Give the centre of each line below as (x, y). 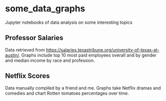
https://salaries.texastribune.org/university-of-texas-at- (103, 50)
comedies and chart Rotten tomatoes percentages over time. (67, 93)
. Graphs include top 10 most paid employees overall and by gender (88, 55)
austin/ (12, 55)
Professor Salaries (34, 38)
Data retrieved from (25, 50)
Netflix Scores (28, 76)
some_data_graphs (45, 9)
